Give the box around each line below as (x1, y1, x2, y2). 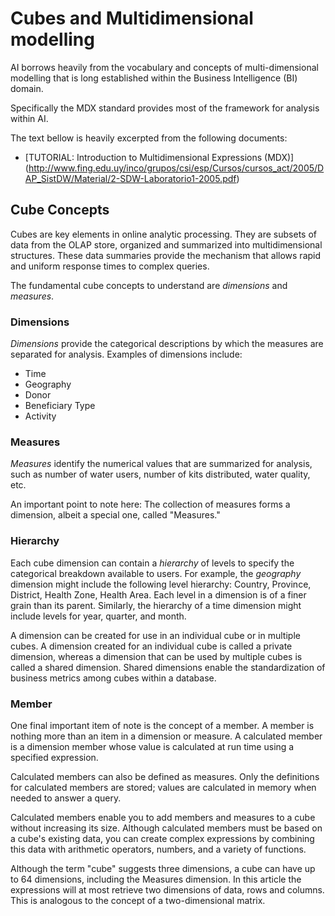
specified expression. (10, 751, 99, 763)
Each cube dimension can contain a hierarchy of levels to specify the (10, 557, 295, 569)
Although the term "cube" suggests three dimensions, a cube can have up (10, 862, 316, 874)
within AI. (10, 112, 49, 124)
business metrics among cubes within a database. (10, 672, 217, 684)
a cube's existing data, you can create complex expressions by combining (10, 832, 315, 844)
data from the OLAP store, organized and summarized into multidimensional (10, 238, 323, 251)
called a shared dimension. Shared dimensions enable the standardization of (10, 661, 326, 673)
